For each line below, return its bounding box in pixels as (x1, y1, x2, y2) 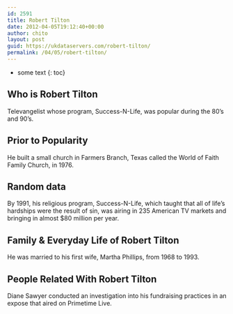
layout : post (7, 36, 45, 43)
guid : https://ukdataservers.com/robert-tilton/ (7, 43, 151, 50)
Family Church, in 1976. (7, 160, 74, 169)
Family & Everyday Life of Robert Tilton (7, 234, 179, 246)
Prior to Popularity (7, 135, 88, 147)
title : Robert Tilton (7, 17, 70, 24)
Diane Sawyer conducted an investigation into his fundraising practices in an (7, 291, 227, 300)
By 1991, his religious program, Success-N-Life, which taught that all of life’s (7, 200, 225, 208)
